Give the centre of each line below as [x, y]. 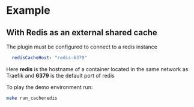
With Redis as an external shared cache [82, 33]
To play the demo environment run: [50, 87]
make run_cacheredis [32, 98]
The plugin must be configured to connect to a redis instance [82, 47]
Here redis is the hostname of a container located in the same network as [97, 69]
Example [28, 10]
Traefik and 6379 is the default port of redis [61, 75]
